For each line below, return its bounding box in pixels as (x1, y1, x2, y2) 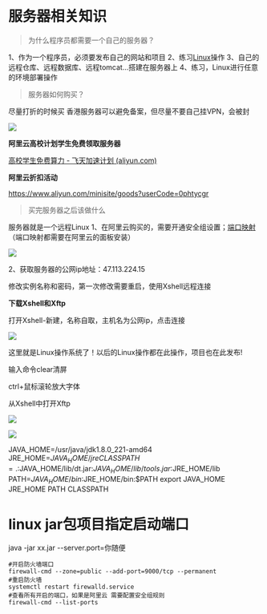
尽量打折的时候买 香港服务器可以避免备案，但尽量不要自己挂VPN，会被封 (8, 106, 250, 116)
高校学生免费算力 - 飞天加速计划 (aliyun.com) (8, 156, 158, 165)
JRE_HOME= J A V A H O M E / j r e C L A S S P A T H (8, 453, 140, 465)
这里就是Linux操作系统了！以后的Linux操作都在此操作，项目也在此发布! (8, 347, 243, 357)
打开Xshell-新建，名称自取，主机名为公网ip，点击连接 (8, 315, 186, 325)
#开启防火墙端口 (8, 560, 55, 569)
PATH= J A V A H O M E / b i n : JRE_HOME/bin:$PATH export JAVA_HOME (8, 474, 226, 486)
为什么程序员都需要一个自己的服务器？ (27, 35, 155, 45)
